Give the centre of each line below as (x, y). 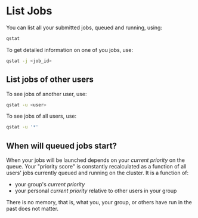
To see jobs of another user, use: (47, 94)
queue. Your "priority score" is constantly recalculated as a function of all (96, 167)
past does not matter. (32, 209)
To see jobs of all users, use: (41, 116)
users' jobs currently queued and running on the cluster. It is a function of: (98, 173)
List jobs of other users (50, 80)
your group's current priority (50, 185)
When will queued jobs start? (62, 145)
